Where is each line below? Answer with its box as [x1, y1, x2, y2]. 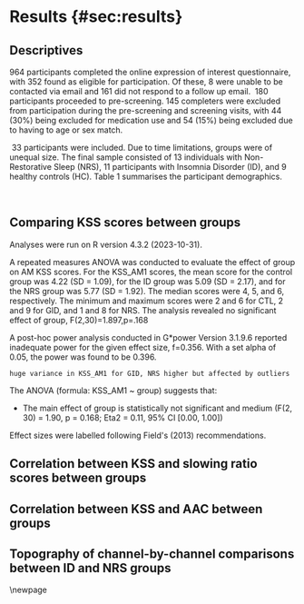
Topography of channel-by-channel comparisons [9, 546, 295, 561]
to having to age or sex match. [9, 124, 123, 135]
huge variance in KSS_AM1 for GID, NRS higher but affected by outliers [9, 369, 290, 378]
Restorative [9, 162, 53, 172]
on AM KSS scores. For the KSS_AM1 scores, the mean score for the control [9, 266, 293, 277]
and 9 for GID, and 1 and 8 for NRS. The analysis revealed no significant [9, 304, 277, 315]
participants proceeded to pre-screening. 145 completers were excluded [9, 95, 281, 106]
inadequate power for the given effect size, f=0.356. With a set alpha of [9, 342, 277, 352]
